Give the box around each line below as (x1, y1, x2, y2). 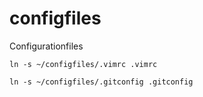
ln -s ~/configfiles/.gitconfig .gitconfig (9, 77, 194, 87)
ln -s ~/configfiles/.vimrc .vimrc (9, 59, 158, 69)
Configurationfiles (9, 40, 84, 52)
